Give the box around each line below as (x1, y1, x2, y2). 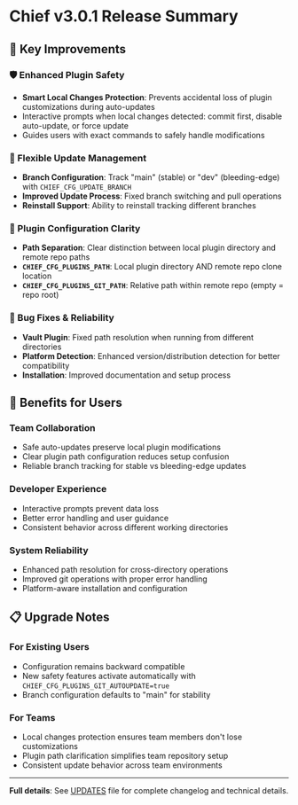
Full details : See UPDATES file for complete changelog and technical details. (9, 785, 289, 796)
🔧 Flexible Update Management (9, 152, 147, 164)
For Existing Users (9, 641, 90, 653)
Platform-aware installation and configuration (21, 583, 188, 594)
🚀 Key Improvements (9, 42, 127, 57)
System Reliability (9, 543, 89, 556)
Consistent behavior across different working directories (21, 521, 229, 533)
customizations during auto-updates (21, 101, 155, 112)
